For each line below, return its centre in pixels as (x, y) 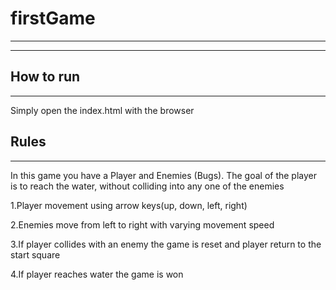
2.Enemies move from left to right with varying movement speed (142, 224)
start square (35, 254)
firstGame (53, 18)
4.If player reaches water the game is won (97, 274)
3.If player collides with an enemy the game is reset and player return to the (166, 244)
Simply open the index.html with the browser (102, 110)
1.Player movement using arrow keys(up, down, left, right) (129, 205)
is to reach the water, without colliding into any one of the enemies (147, 186)
